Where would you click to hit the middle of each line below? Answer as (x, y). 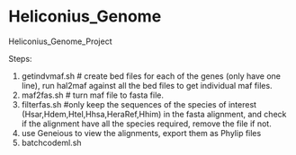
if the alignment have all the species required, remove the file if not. (146, 124)
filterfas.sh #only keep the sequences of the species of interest (139, 104)
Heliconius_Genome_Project (60, 41)
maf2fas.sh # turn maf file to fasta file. (92, 95)
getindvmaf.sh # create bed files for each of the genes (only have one (151, 76)
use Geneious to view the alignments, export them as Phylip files (141, 133)
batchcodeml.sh (51, 142)
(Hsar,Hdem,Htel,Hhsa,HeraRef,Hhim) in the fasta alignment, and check (154, 114)
